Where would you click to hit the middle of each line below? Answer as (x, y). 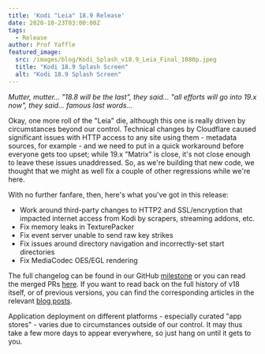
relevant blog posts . (41, 300)
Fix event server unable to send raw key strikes (96, 235)
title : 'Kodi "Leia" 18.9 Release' (67, 15)
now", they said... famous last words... (70, 105)
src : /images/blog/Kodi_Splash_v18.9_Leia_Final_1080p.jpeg (116, 60)
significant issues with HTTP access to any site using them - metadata (123, 137)
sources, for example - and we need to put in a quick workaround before (126, 145)
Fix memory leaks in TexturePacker (77, 227)
